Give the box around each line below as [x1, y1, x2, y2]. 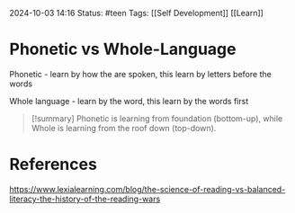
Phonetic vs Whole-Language [9, 40, 237, 59]
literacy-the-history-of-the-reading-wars [9, 193, 161, 204]
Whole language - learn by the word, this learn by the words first [9, 95, 249, 106]
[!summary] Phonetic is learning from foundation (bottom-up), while [31, 112, 283, 124]
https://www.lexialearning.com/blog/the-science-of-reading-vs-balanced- [9, 183, 286, 194]
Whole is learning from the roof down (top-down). [31, 122, 217, 133]
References [9, 155, 97, 174]
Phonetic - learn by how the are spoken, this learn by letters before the [9, 68, 272, 79]
